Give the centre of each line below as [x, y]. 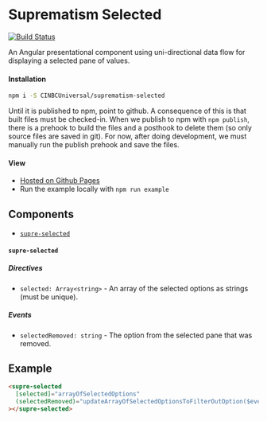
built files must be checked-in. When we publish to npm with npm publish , [129, 119]
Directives [25, 268]
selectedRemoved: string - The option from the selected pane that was [136, 335]
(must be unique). [48, 297]
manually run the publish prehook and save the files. [94, 145]
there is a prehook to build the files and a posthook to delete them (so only [130, 128]
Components [41, 214]
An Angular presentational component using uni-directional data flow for [127, 52]
